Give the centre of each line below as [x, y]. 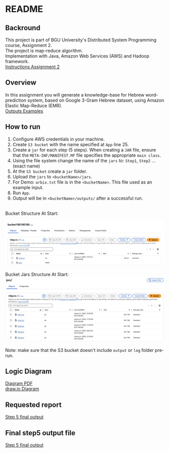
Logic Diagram [29, 371]
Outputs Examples [24, 111]
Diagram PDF [19, 383]
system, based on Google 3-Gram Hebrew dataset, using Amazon [96, 100]
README [24, 9]
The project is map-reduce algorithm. [44, 51]
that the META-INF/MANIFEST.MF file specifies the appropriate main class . [87, 155]
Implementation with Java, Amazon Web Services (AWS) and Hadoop [77, 56]
